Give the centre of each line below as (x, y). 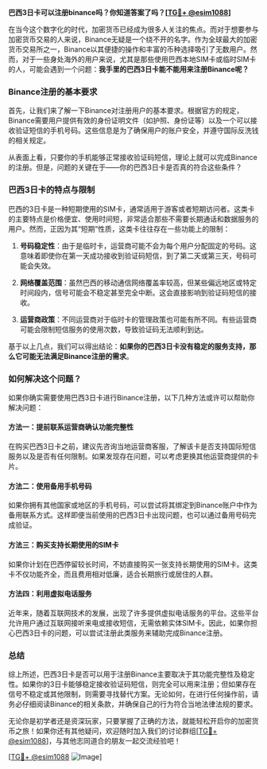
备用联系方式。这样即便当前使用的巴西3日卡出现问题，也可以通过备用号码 (129, 515)
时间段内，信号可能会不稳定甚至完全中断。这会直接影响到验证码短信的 (135, 292)
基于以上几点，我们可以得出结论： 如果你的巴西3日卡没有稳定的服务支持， (129, 346)
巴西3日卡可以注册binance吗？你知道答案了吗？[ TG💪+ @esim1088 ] (120, 12)
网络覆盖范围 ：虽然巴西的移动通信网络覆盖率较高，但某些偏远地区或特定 (138, 283)
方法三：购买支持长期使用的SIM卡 (64, 545)
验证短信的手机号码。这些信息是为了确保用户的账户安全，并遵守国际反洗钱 (137, 131)
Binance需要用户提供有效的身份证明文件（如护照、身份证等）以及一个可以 (130, 121)
